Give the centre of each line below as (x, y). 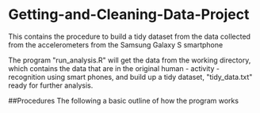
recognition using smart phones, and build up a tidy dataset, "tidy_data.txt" (130, 77)
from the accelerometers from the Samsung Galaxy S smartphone (116, 44)
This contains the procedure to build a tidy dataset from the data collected (130, 36)
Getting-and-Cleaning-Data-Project (129, 15)
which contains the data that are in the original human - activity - (114, 68)
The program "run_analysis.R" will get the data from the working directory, (130, 60)
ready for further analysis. (51, 85)
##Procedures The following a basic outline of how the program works (124, 100)
